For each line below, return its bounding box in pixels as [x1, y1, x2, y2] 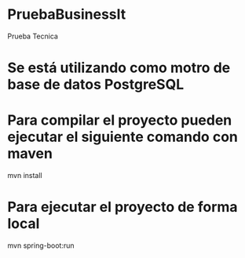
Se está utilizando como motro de [7, 59, 231, 77]
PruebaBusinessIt [7, 5, 126, 24]
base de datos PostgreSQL [7, 76, 185, 93]
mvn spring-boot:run [7, 241, 75, 250]
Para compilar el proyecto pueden [7, 111, 232, 129]
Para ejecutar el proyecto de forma [7, 198, 238, 216]
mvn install [7, 171, 42, 180]
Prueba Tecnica [7, 31, 58, 41]
